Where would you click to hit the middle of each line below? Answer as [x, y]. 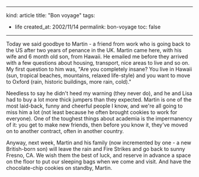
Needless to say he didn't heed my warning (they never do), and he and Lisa [99, 93]
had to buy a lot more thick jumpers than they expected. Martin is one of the [99, 99]
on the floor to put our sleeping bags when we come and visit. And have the [99, 162]
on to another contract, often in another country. [65, 131]
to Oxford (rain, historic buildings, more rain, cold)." [69, 82]
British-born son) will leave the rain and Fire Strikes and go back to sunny [96, 149]
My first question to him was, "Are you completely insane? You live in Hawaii [99, 69]
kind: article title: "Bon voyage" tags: [51, 15]
